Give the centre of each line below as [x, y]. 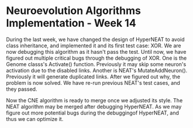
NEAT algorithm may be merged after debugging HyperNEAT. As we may [94, 106]
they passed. [22, 89]
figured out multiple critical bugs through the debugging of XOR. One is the [96, 58]
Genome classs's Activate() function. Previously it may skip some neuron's [96, 64]
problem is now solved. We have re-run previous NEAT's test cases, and [93, 82]
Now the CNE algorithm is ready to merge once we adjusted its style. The [94, 100]
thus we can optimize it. [35, 119]
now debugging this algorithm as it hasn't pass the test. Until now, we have [96, 51]
